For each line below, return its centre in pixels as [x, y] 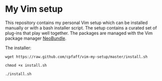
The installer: [18, 48]
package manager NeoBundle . [36, 38]
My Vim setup [34, 9]
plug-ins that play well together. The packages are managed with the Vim [79, 33]
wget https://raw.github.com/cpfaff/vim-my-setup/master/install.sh [76, 57]
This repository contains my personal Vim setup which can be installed [76, 23]
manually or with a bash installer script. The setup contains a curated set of [81, 27]
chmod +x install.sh [26, 65]
